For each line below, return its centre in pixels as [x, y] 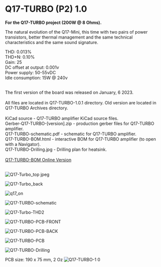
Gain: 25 [13, 62]
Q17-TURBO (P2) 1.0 [46, 9]
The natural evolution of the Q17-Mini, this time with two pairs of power [76, 32]
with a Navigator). [23, 144]
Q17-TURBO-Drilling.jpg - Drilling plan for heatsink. [56, 149]
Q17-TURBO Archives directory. [37, 108]
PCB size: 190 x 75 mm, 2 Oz [34, 259]
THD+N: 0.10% [20, 57]
